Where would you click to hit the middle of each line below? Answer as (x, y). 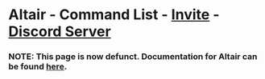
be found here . (38, 67)
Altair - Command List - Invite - (114, 15)
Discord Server (60, 32)
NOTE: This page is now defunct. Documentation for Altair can (133, 57)
